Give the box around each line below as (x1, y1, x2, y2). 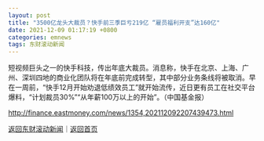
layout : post (8, 11, 51, 20)
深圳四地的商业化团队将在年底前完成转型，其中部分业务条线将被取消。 (21, 73, 249, 82)
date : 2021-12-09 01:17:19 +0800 (8, 26, 118, 34)
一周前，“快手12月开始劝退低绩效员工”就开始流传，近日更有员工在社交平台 (14, 83, 255, 92)
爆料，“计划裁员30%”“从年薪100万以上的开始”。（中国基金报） (8, 92, 209, 102)
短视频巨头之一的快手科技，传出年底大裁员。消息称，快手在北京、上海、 (8, 63, 242, 73)
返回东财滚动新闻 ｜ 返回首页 (8, 125, 98, 134)
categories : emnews (8, 33, 72, 42)
